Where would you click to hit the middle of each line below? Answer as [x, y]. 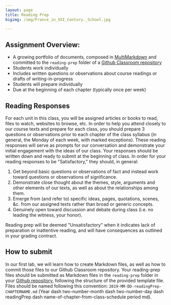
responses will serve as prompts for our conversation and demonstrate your [85, 145]
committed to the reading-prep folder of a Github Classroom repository [87, 62]
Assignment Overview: [43, 45]
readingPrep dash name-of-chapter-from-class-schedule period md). [79, 297]
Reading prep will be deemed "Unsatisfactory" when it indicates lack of [80, 225]
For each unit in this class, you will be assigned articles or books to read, [82, 118]
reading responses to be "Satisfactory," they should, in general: [72, 161]
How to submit [29, 252]
